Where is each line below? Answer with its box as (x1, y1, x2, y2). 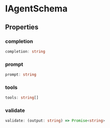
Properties (5, 23, 39, 31)
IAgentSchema (5, 3, 68, 14)
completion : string (5, 49, 46, 54)
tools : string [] (5, 95, 39, 100)
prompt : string (5, 72, 37, 77)
